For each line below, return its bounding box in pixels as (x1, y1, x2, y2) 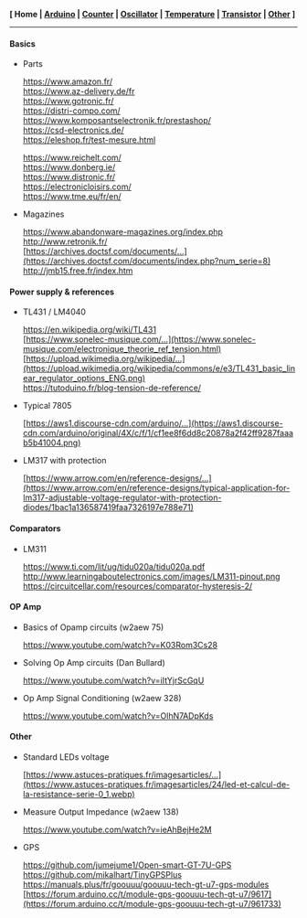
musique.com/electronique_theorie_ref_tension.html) (22, 344, 222, 355)
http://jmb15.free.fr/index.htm (22, 265, 133, 276)
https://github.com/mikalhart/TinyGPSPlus (22, 870, 183, 881)
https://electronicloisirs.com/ (22, 181, 132, 192)
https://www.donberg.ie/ (22, 162, 116, 173)
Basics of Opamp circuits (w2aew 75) (22, 622, 164, 633)
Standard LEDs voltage (22, 752, 110, 763)
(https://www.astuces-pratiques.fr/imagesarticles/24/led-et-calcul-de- (22, 779, 291, 790)
